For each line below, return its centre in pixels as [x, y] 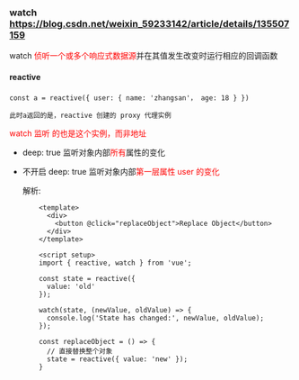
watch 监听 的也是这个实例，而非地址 [78, 133]
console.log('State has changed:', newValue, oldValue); [155, 318]
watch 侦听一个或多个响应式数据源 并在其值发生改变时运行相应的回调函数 [144, 56]
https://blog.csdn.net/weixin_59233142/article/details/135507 [149, 23]
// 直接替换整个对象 [79, 351]
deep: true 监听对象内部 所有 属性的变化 [94, 152]
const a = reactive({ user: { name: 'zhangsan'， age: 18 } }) [129, 98]
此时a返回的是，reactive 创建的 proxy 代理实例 [91, 115]
